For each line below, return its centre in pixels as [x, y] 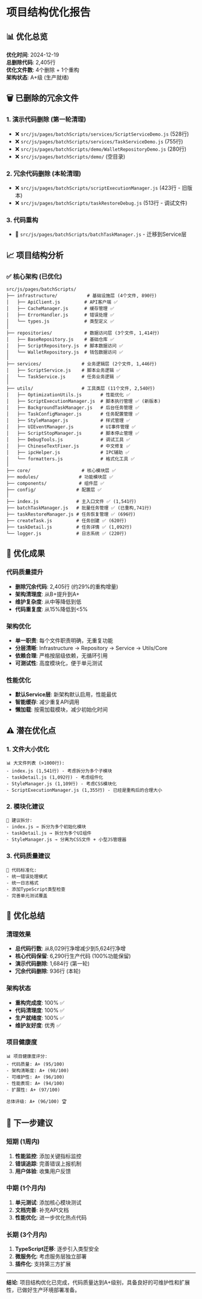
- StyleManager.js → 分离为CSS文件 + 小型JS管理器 [66, 840]
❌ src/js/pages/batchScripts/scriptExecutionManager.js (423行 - [98, 188]
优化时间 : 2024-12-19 [33, 55]
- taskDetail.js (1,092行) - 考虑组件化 [55, 777]
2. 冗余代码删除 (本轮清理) [44, 174]
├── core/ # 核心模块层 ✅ [61, 470]
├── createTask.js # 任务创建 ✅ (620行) [67, 520]
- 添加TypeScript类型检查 [36, 889]
